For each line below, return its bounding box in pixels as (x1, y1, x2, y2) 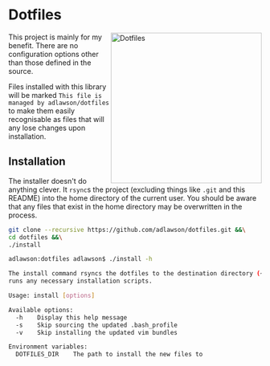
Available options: (8, 306, 74, 314)
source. (8, 66, 34, 75)
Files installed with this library (8, 82, 107, 91)
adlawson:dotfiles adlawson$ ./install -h (8, 255, 153, 263)
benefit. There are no (8, 40, 79, 50)
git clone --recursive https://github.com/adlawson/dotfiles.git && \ (8, 226, 247, 234)
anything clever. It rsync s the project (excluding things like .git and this (8, 185, 246, 194)
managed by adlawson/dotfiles (8, 99, 110, 107)
